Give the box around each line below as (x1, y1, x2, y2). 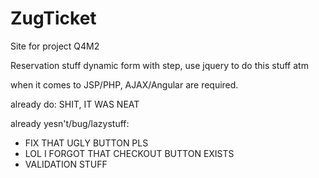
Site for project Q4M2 (10, 40, 100, 52)
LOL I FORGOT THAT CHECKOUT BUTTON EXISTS (24, 147, 235, 159)
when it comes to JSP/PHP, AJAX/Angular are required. (10, 78, 239, 91)
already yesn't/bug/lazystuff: (10, 117, 130, 129)
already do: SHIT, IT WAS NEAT (10, 98, 140, 110)
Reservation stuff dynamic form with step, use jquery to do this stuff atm (10, 59, 309, 71)
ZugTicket (10, 7, 97, 30)
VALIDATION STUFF (24, 158, 108, 170)
